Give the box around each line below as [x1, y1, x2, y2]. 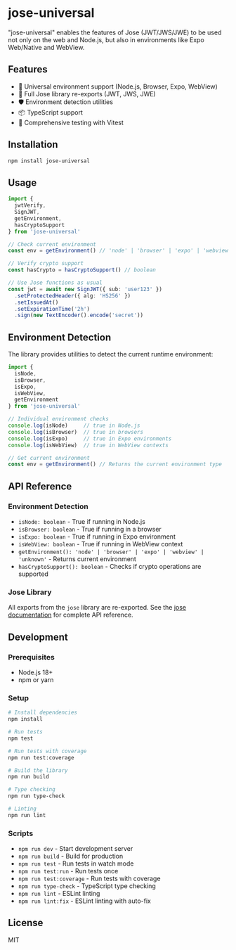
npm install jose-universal [8, 157, 91, 165]
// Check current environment [8, 240, 97, 248]
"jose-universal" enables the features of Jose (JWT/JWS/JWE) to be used [8, 28, 222, 37]
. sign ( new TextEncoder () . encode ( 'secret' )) [14, 312, 143, 319]
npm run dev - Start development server [18, 845, 133, 853]
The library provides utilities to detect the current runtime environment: [8, 350, 214, 359]
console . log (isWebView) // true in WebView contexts [8, 442, 169, 449]
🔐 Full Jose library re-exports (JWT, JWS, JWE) [18, 89, 157, 98]
